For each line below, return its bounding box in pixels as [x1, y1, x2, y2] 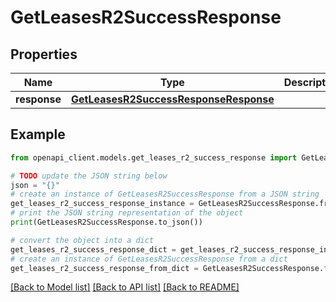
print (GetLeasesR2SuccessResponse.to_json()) [10, 217, 203, 228]
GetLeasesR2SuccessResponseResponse [70, 92, 275, 106]
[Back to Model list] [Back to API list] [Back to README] [10, 281, 240, 293]
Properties [10, 46, 78, 63]
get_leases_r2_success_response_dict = [10, 244, 177, 255]
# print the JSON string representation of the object [10, 208, 244, 218]
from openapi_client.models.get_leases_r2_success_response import [10, 152, 298, 163]
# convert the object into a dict [10, 235, 155, 245]
